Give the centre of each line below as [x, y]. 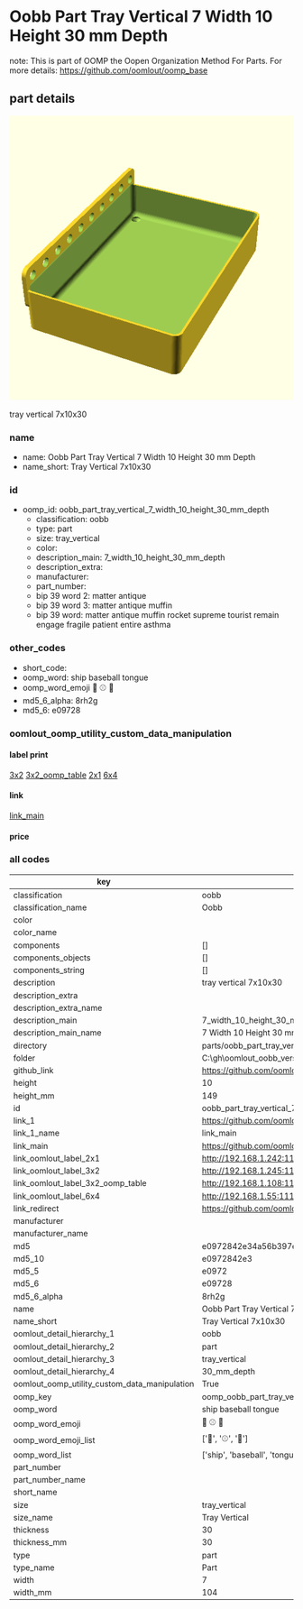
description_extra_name [58, 1007]
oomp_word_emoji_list [54, 1439]
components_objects [52, 957]
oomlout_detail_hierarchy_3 [64, 1358]
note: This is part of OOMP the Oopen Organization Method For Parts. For [146, 60]
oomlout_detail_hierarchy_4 [64, 1372]
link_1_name [37, 1133]
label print [29, 755]
